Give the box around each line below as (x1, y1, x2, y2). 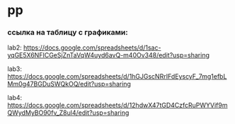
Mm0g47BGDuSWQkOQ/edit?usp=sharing (7, 80, 131, 89)
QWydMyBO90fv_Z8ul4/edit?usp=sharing (7, 108, 130, 117)
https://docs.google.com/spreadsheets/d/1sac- (23, 43, 161, 52)
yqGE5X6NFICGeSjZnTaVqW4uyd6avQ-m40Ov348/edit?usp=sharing (7, 51, 210, 60)
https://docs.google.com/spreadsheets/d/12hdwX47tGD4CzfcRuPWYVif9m (7, 101, 228, 110)
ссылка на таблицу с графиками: (7, 28, 129, 38)
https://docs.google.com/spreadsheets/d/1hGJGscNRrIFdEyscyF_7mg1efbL (7, 72, 227, 81)
